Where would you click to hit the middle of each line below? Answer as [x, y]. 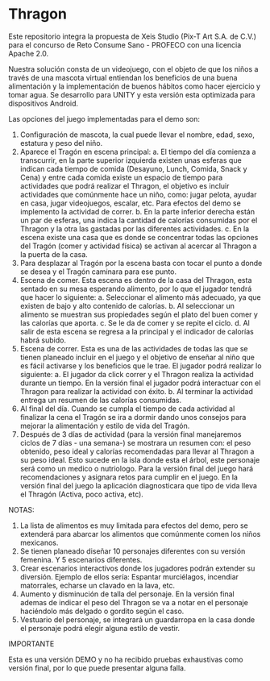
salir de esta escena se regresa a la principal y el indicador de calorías [137, 331]
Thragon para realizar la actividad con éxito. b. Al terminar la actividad [137, 391]
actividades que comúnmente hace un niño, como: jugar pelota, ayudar [138, 194]
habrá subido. [43, 340]
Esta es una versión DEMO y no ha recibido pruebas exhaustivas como [126, 659]
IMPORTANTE [31, 644]
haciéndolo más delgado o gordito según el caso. [102, 611]
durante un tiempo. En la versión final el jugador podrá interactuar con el [140, 383]
